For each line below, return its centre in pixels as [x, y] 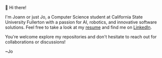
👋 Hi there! [16, 8]
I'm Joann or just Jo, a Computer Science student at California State [74, 17]
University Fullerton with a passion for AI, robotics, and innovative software [81, 22]
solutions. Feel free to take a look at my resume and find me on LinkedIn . [79, 27]
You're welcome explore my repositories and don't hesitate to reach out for [81, 37]
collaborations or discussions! [35, 42]
